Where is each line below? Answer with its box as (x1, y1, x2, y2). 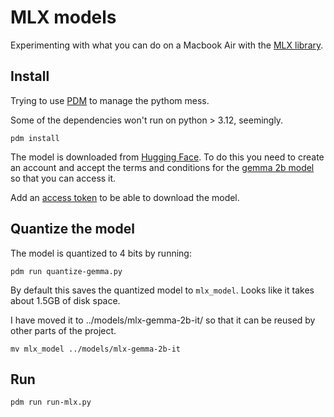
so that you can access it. (10, 172, 117, 184)
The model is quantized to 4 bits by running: (10, 247, 192, 259)
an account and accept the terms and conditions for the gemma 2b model (10, 161, 315, 173)
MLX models (10, 6, 117, 29)
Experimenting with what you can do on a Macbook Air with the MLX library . (10, 39, 324, 51)
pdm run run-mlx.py (10, 397, 92, 408)
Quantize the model (10, 221, 135, 238)
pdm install (10, 133, 60, 143)
